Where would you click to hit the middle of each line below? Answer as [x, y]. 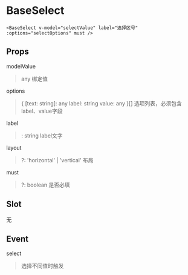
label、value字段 [42, 111]
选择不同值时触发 [42, 266]
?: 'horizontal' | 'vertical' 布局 [57, 160]
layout [14, 147]
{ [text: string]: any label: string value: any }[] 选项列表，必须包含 [102, 103]
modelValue [21, 66]
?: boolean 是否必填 [46, 185]
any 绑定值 [34, 79]
